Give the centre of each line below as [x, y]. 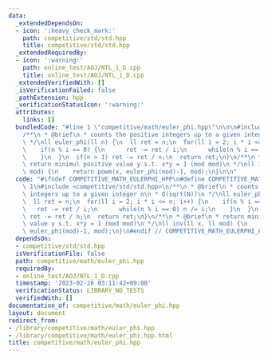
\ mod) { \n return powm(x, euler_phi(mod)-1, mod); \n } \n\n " [130, 172]
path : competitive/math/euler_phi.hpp [80, 261]
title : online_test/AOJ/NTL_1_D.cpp [84, 75]
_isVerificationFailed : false [65, 90]
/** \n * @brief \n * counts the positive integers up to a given [132, 134]
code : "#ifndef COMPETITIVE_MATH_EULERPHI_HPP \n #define [110, 179]
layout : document [37, 313]
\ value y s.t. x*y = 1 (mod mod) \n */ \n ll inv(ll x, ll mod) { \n [135, 224]
